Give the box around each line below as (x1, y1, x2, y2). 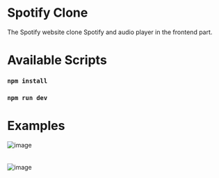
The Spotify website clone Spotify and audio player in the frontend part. (7, 28, 213, 36)
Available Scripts (7, 52, 108, 68)
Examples (7, 118, 65, 133)
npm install (7, 77, 48, 85)
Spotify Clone (7, 5, 88, 21)
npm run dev (7, 94, 48, 102)
